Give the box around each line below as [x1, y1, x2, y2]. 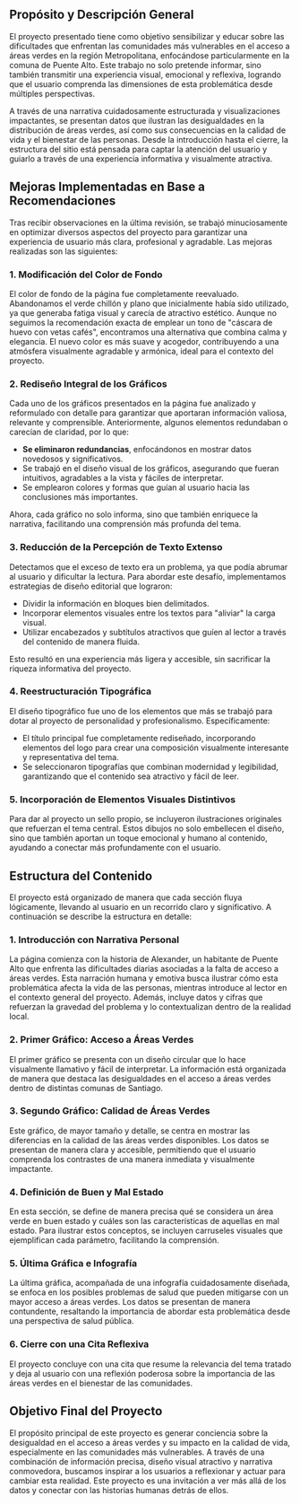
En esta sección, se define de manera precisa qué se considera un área [9, 1206, 274, 1217]
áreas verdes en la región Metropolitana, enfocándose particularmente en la [9, 49, 290, 61]
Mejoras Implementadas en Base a [9, 179, 206, 195]
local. [9, 1011, 30, 1022]
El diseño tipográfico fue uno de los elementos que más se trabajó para [9, 705, 273, 716]
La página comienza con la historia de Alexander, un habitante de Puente [9, 954, 279, 965]
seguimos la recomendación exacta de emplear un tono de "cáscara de [9, 317, 273, 328]
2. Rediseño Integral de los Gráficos [9, 377, 167, 389]
